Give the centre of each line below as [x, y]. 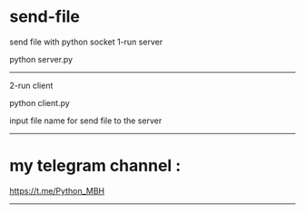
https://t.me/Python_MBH [57, 190]
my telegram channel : [95, 166]
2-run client [31, 85]
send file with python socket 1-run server [86, 42]
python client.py [39, 102]
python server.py [41, 59]
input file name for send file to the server [86, 121]
